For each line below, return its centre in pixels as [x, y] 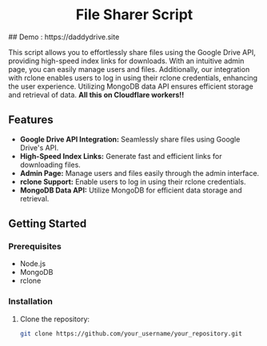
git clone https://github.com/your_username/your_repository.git [131, 333]
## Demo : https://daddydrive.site [64, 37]
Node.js [33, 264]
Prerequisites [35, 247]
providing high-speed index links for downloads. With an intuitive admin [126, 61]
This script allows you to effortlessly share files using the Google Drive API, [132, 52]
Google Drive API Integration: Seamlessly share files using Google [130, 139]
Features [31, 120]
